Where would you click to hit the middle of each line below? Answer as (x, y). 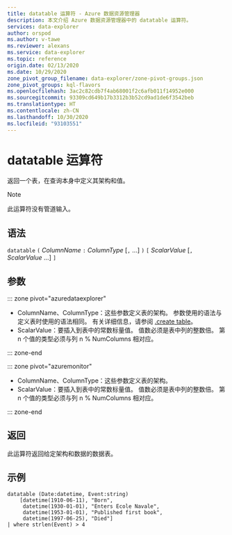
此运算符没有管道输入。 (41, 209)
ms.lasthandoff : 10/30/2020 (48, 117)
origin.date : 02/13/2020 (43, 65)
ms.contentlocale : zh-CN (43, 111)
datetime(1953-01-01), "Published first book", (93, 512)
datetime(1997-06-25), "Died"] (68, 518)
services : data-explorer (43, 26)
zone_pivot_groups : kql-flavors (54, 85)
